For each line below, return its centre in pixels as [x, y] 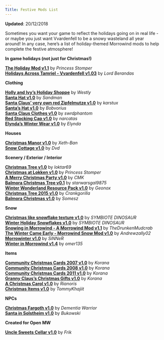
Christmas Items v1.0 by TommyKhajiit [45, 289]
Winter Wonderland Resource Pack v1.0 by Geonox [58, 188]
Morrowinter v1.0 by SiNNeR [34, 238]
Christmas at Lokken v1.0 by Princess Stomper [53, 172]
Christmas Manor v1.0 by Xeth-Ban [41, 143]
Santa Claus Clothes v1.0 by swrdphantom [49, 113]
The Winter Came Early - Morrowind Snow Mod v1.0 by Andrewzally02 [78, 233]
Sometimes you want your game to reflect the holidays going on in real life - [82, 33]
